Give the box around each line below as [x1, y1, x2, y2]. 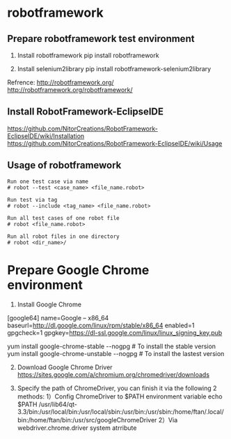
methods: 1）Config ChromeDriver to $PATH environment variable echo [17, 392, 223, 401]
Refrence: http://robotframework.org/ [7, 78, 114, 87]
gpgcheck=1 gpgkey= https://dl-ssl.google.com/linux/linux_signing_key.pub [7, 328, 223, 336]
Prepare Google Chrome [7, 262, 150, 278]
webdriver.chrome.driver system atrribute [17, 424, 137, 432]
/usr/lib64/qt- [38, 400, 78, 408]
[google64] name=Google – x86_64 [7, 313, 109, 322]
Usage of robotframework [7, 159, 122, 172]
